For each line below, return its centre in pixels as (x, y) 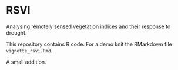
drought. (16, 32)
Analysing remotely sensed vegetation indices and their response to (88, 26)
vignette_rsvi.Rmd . (29, 50)
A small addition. (26, 62)
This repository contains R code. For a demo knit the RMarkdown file (89, 44)
